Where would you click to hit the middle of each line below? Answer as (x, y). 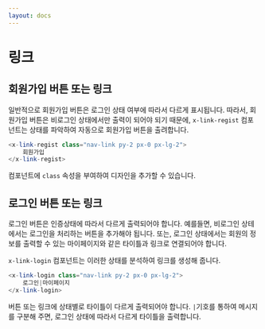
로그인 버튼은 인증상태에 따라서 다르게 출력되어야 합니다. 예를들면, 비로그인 (124, 224)
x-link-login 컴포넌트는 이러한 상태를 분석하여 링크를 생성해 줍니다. (115, 261)
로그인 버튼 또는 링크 (55, 203)
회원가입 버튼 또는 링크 (60, 89)
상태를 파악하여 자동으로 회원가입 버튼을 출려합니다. (109, 130)
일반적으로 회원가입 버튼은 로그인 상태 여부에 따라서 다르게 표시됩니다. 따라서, (128, 110)
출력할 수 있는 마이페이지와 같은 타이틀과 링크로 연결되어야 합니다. (125, 244)
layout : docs (30, 15)
